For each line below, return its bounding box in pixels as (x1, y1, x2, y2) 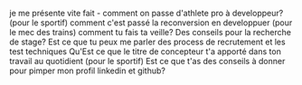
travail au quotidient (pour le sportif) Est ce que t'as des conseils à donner (9, 56, 286, 66)
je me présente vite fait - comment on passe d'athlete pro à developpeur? (9, 8, 284, 18)
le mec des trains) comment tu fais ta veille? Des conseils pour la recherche (9, 27, 292, 37)
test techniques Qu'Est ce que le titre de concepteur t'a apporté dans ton (9, 46, 282, 57)
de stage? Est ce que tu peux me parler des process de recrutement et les (9, 36, 287, 47)
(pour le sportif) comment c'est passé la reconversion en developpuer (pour (9, 17, 293, 28)
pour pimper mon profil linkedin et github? (9, 65, 165, 76)
